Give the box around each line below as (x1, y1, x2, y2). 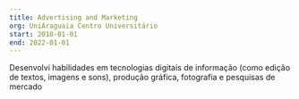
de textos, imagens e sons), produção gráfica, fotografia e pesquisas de (9, 72, 276, 83)
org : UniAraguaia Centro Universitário (9, 21, 158, 30)
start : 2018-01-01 (9, 29, 78, 38)
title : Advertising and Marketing (9, 12, 139, 22)
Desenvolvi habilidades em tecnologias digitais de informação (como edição (9, 62, 291, 73)
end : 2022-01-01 (9, 37, 70, 47)
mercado (9, 81, 43, 92)
